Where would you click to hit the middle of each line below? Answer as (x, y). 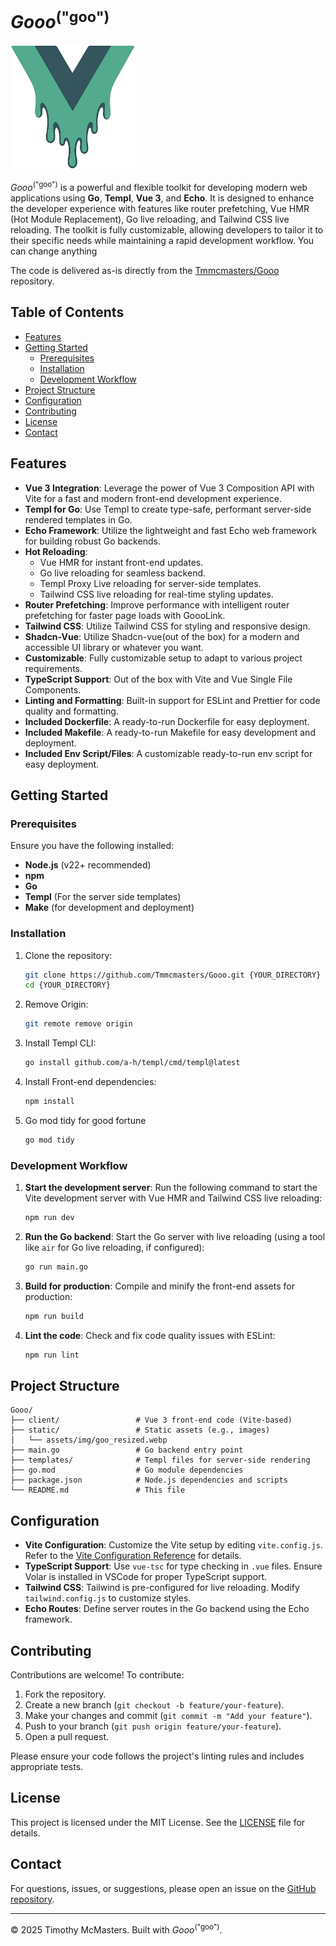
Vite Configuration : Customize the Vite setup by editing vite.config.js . (173, 1545)
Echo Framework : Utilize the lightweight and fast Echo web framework (170, 530)
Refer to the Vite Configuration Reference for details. (133, 1556)
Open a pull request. (67, 1737)
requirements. (53, 668)
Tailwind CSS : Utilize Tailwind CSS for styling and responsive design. (167, 626)
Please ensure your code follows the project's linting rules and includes (157, 1756)
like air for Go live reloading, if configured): (114, 1247)
